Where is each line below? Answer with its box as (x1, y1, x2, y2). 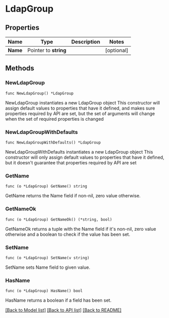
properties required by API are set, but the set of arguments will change (5, 110, 155, 117)
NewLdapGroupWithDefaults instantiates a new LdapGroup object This (5, 149, 153, 155)
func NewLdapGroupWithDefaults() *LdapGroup (5, 140, 101, 145)
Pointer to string (27, 47, 67, 54)
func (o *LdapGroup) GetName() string (5, 184, 87, 189)
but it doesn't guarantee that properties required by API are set (5, 159, 137, 165)
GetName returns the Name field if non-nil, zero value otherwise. (5, 193, 141, 199)
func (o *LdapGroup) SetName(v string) (5, 255, 90, 260)
